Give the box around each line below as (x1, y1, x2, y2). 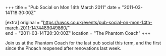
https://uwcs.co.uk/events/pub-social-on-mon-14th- (42, 20, 152, 25)
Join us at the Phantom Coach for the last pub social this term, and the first (5, 40, 161, 46)
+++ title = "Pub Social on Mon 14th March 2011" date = (5, 5, 121, 10)
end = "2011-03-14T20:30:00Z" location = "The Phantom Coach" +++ (5, 30, 151, 36)
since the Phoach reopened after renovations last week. (5, 45, 122, 51)
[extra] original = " (5, 20, 43, 25)
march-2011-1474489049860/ (5, 25, 68, 31)
